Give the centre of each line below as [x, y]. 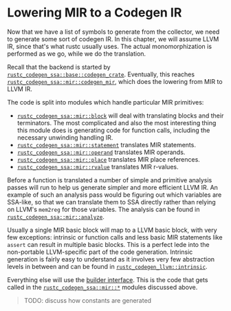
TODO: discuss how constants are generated [88, 300]
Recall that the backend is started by [59, 67]
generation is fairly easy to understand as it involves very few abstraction [111, 259]
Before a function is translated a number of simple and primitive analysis [110, 180]
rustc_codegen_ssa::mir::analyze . [56, 216]
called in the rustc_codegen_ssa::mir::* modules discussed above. [102, 287]
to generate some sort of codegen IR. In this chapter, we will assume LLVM [113, 39]
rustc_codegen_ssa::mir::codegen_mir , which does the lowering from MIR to [115, 81]
